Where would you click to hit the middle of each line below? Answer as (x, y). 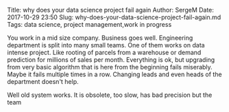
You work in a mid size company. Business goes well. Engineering (100, 38)
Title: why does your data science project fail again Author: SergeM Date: (111, 10)
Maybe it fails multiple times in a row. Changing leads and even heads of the (114, 74)
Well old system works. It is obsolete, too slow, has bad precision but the (110, 95)
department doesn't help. (43, 81)
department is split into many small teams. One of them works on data (106, 45)
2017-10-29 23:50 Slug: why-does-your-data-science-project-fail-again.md (114, 17)
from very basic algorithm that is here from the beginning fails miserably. (110, 67)
